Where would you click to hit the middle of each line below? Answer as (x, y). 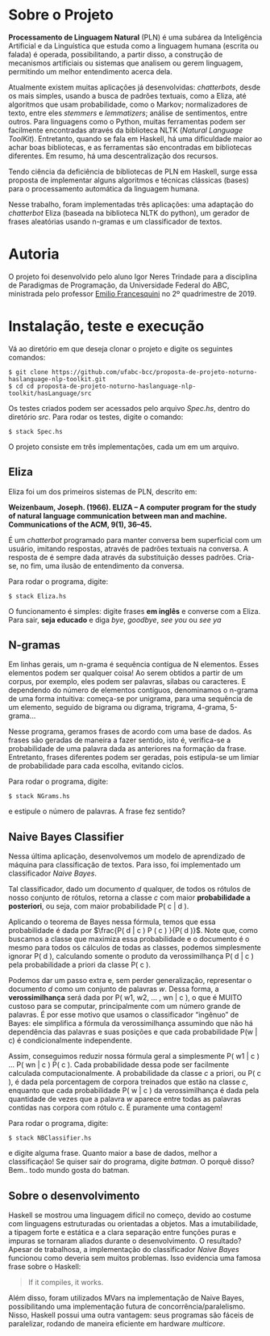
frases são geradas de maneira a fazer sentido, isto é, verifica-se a (120, 740)
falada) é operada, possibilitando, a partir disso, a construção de (116, 54)
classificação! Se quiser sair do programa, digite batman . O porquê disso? (132, 1162)
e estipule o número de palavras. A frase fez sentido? (97, 811)
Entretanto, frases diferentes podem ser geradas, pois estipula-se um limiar (134, 758)
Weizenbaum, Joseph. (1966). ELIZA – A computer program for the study (133, 507)
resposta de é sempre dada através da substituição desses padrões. (122, 557)
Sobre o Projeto (61, 15)
